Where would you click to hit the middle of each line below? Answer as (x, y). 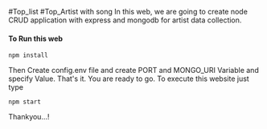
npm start (25, 102)
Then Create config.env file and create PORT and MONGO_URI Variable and (133, 71)
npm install (28, 55)
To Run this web (35, 38)
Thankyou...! (29, 117)
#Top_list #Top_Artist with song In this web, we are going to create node (128, 12)
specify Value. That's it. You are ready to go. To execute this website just (129, 79)
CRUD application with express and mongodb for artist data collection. (125, 20)
